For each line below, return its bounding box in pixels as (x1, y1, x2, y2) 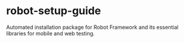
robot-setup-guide (6, 4, 102, 18)
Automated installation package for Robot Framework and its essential (6, 24, 179, 31)
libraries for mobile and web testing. (6, 29, 95, 37)
